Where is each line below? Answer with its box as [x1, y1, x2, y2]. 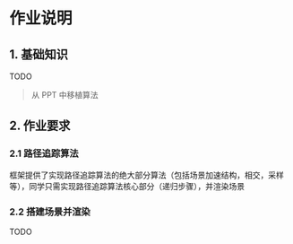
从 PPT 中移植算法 [30, 90, 99, 100]
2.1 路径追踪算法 [9, 147, 79, 160]
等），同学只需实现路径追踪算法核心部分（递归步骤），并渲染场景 [9, 180, 245, 191]
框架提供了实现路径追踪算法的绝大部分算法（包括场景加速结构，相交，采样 [9, 170, 284, 180]
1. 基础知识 [9, 47, 69, 62]
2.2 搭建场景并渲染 [9, 205, 91, 218]
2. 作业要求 [9, 118, 71, 134]
